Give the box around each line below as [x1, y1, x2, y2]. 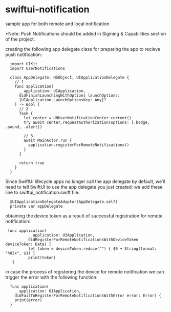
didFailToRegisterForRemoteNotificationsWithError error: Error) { [14, 293, 161, 298]
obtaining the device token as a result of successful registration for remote [5, 212, 163, 219]
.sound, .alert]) [5, 124, 42, 130]
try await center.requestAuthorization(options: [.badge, [24, 120, 150, 125]
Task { [18, 111, 33, 116]
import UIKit [10, 61, 38, 66]
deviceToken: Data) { [5, 242, 52, 247]
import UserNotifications [10, 66, 66, 71]
